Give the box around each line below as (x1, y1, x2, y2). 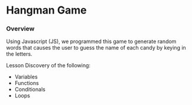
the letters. (6, 51, 32, 58)
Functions (14, 80, 40, 87)
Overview (6, 25, 35, 33)
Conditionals (14, 86, 45, 93)
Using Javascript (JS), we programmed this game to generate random (6, 38, 177, 45)
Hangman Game (6, 4, 87, 17)
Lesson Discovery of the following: (6, 62, 90, 69)
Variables (14, 73, 38, 80)
